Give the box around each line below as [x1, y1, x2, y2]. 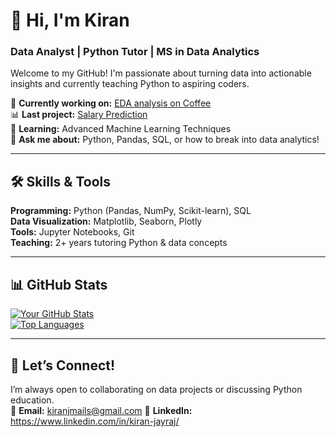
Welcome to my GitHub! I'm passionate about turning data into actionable [10, 67, 312, 79]
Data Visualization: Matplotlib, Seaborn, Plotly [10, 215, 203, 228]
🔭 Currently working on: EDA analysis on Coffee [10, 97, 212, 109]
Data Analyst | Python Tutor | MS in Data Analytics [10, 45, 260, 59]
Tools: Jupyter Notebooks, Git [10, 226, 135, 238]
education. [10, 394, 55, 406]
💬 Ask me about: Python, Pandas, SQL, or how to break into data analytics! [10, 134, 320, 146]
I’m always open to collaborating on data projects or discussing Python [10, 383, 303, 395]
